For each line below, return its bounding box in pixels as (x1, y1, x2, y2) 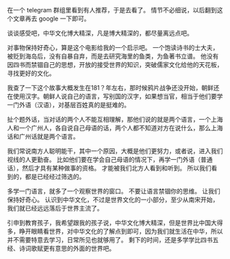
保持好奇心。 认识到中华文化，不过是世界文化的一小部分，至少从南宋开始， (7, 195, 219, 204)
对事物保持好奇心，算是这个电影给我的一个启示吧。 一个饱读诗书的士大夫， (7, 44, 219, 51)
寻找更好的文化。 (7, 69, 55, 77)
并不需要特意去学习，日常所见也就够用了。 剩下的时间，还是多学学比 (7, 236, 201, 244)
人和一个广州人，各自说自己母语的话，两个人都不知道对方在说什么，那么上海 (7, 124, 223, 132)
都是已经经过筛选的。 (25, 173, 86, 180)
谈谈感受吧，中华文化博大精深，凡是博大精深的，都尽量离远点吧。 (7, 29, 193, 37)
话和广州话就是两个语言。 (7, 133, 79, 140)
